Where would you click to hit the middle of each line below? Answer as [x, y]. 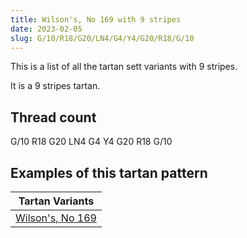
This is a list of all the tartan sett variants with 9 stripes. [124, 67]
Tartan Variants [56, 201]
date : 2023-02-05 [46, 29]
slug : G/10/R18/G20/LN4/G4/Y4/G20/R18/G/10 [102, 38]
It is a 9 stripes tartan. [55, 86]
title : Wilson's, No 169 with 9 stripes [96, 19]
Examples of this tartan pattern [109, 172]
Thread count [53, 117]
